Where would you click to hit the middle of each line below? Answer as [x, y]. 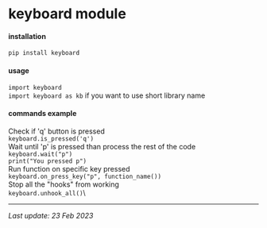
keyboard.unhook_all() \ [47, 192]
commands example [43, 114]
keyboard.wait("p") [41, 154]
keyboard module [68, 14]
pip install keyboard [44, 53]
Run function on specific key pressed [69, 168]
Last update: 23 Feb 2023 [51, 215]
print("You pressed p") [48, 161]
